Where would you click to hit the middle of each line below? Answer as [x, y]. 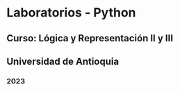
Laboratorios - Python [71, 13]
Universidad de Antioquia [63, 61]
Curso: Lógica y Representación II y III [90, 38]
